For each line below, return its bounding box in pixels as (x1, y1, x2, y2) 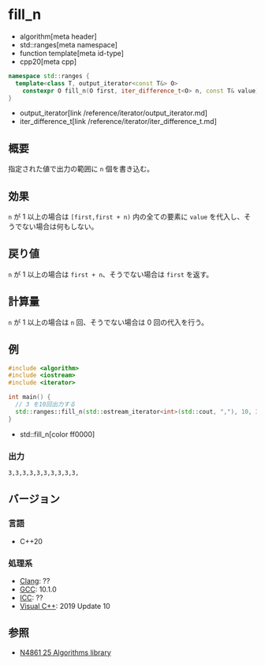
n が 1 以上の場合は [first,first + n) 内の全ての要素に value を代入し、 (8, 212, 244, 222)
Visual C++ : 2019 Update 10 (19, 601, 110, 611)
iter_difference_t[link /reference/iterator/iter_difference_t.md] (19, 117, 217, 126)
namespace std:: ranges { (8, 72, 90, 80)
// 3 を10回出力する (15, 400, 76, 408)
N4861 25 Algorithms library (19, 648, 112, 657)
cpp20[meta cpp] (19, 57, 77, 66)
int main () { (8, 393, 51, 401)
